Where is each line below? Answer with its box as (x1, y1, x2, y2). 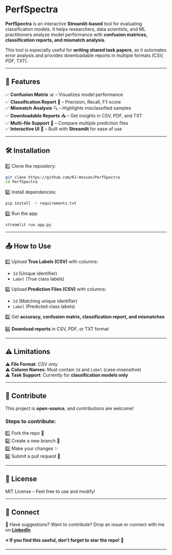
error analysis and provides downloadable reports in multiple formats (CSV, (5, 52, 164, 58)
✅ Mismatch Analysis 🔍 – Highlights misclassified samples (5, 105, 132, 111)
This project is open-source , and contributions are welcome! (5, 405, 134, 411)
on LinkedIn (5, 527, 31, 533)
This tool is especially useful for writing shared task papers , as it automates (5, 47, 166, 53)
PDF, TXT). (5, 57, 28, 64)
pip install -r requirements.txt (5, 201, 77, 206)
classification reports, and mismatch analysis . (5, 37, 106, 43)
